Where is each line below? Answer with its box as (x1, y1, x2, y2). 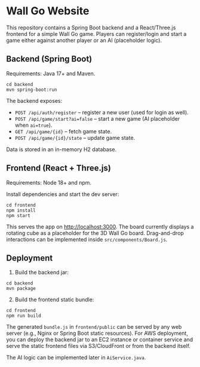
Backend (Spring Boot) (6, 54, 93, 64)
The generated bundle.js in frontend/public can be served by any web (6, 323, 182, 331)
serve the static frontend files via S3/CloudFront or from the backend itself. (6, 342, 191, 350)
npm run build (6, 313, 42, 319)
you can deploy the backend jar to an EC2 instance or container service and (6, 336, 193, 343)
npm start (6, 212, 31, 219)
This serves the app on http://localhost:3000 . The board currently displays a (6, 223, 194, 230)
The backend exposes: (6, 97, 63, 104)
